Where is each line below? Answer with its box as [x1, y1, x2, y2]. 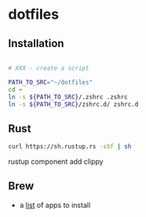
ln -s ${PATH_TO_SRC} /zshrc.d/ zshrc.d [8, 100, 139, 108]
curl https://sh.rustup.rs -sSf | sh [8, 143, 132, 150]
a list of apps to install [19, 200, 91, 209]
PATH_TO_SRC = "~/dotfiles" [8, 78, 93, 86]
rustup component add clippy [8, 157, 104, 166]
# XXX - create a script [8, 64, 89, 72]
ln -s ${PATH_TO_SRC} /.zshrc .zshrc [8, 92, 128, 101]
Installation [8, 37, 64, 50]
